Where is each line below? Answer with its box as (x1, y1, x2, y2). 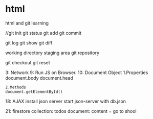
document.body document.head (5, 75, 73, 81)
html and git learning (5, 20, 49, 26)
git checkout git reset (5, 59, 50, 65)
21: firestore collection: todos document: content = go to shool (5, 108, 137, 114)
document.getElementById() (5, 89, 63, 94)
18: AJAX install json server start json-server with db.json (5, 98, 126, 104)
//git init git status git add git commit (5, 30, 82, 36)
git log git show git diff (5, 39, 53, 46)
